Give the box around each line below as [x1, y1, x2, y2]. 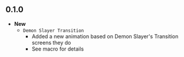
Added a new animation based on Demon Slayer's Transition [31, 32, 179, 40]
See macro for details [31, 45, 84, 52]
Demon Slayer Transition [22, 28, 84, 33]
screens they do [31, 39, 71, 46]
